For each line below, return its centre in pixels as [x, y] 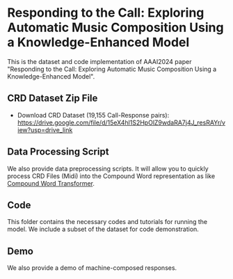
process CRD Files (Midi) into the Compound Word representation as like [111, 176]
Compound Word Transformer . [51, 183]
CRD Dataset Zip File [53, 98]
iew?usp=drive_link [45, 129]
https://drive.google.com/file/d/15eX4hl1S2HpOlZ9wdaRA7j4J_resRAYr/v [121, 122]
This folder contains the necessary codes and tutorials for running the [107, 222]
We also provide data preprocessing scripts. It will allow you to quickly [108, 168]
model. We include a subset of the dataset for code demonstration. [103, 229]
